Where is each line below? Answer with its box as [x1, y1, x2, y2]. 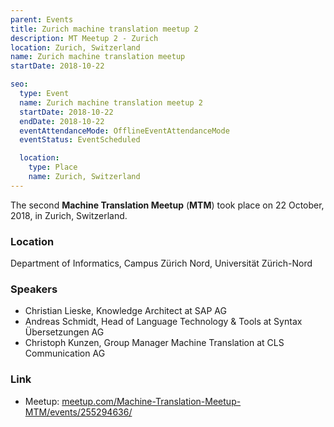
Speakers [10, 282, 58, 296]
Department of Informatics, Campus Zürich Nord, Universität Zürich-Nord [10, 257, 313, 270]
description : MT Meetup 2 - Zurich [10, 33, 159, 43]
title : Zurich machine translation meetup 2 [10, 24, 199, 34]
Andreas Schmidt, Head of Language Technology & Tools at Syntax [24, 316, 303, 328]
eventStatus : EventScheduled [19, 135, 141, 145]
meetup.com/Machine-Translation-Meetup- [61, 395, 242, 407]
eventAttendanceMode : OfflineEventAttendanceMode [19, 126, 230, 136]
